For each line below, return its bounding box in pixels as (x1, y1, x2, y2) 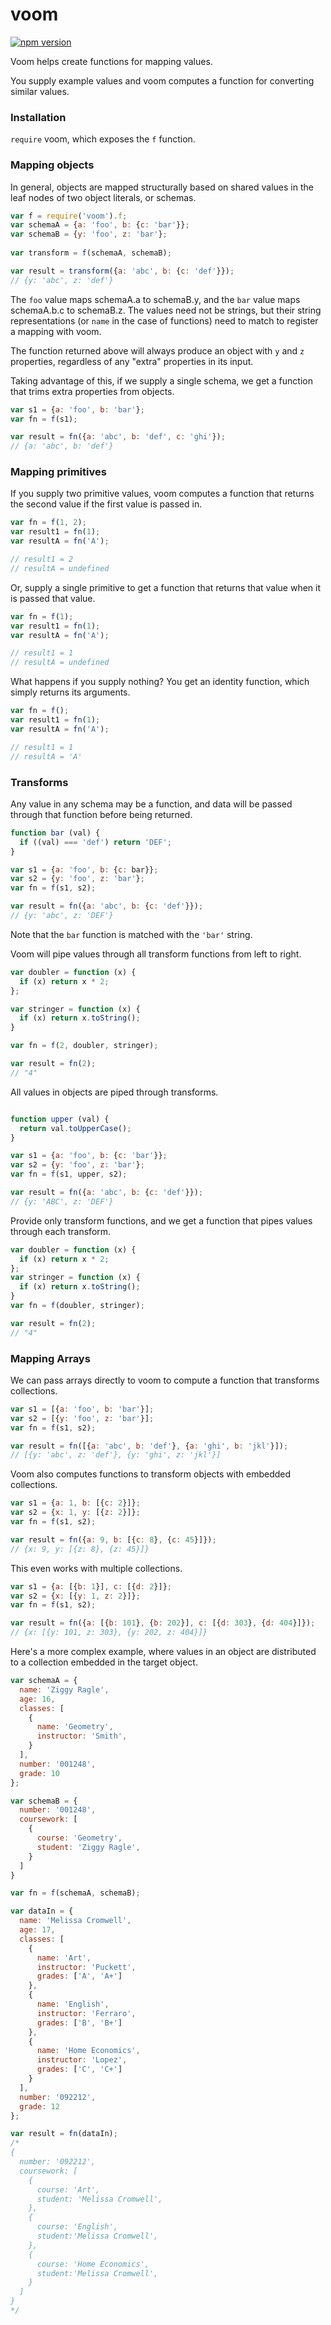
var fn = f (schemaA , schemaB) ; (10, 1888, 141, 1898)
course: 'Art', (36, 2184, 101, 2195)
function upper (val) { (10, 1114, 110, 1124)
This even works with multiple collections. (10, 1562, 183, 1574)
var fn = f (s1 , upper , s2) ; (10, 1169, 128, 1180)
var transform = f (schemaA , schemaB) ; (10, 248, 172, 258)
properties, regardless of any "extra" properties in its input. (10, 355, 254, 367)
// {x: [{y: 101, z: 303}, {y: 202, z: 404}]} (10, 1628, 208, 1638)
